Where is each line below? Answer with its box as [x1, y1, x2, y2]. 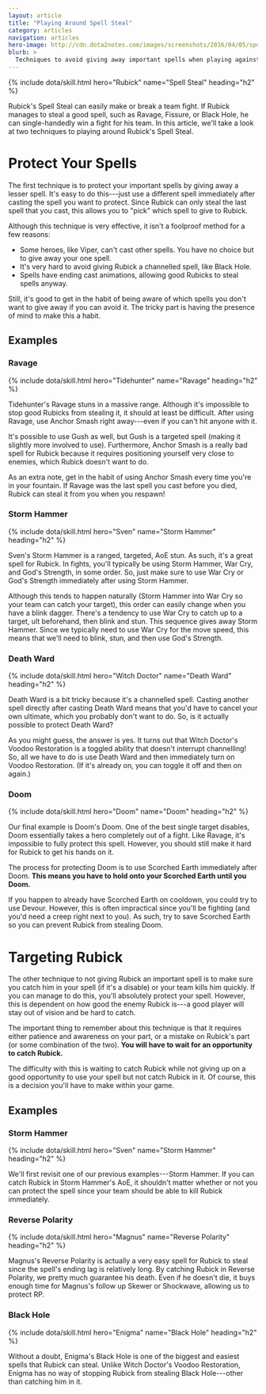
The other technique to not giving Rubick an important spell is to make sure [8, 974, 253, 983]
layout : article [8, 11, 62, 20]
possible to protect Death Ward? [8, 720, 113, 730]
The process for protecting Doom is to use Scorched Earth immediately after [8, 863, 257, 873]
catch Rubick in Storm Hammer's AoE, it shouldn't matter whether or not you [8, 1178, 258, 1187]
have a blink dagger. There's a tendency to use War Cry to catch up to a [8, 608, 243, 617]
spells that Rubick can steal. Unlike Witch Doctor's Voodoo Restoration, [8, 1360, 241, 1369]
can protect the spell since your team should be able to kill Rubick [8, 1186, 223, 1196]
